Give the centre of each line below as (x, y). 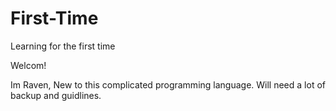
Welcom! (28, 65)
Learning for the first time (63, 46)
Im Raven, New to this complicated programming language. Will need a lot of (168, 84)
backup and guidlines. (56, 95)
